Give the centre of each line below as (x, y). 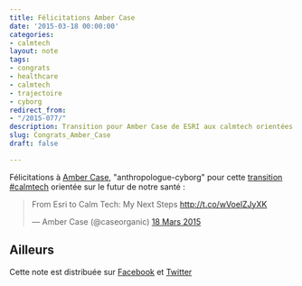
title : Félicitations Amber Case (72, 18)
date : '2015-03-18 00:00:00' (64, 26)
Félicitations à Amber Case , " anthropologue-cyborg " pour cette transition (146, 177)
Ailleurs (32, 250)
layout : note (34, 51)
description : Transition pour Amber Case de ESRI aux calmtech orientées (151, 127)
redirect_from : (38, 110)
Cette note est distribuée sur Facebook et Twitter (101, 272)
